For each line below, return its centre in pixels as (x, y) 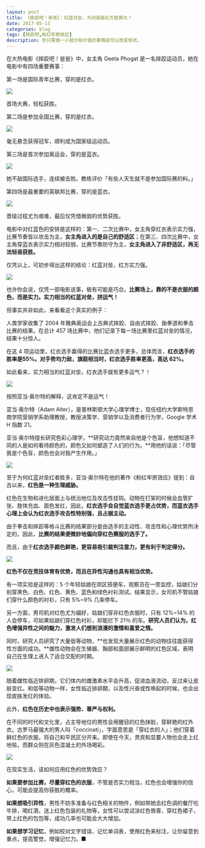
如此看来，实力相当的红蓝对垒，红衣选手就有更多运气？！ (78, 372)
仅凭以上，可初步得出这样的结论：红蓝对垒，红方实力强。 (78, 265)
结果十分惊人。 (25, 338)
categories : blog (28, 29)
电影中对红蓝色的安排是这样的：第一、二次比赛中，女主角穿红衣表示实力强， (103, 229)
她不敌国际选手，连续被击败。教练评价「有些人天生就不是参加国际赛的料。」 (101, 179)
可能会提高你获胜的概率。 (49, 790)
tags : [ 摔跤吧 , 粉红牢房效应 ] (39, 35)
